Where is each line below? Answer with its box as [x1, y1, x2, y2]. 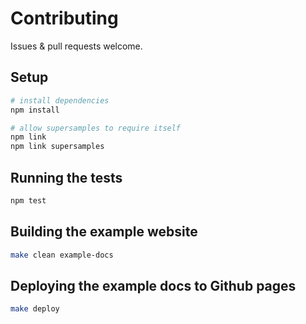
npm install [10, 105, 60, 115]
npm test [10, 195, 47, 206]
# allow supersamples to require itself [10, 123, 182, 133]
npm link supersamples [10, 142, 105, 152]
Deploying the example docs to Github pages [10, 277, 297, 294]
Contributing [10, 7, 119, 30]
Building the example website [10, 223, 198, 241]
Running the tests [10, 169, 123, 186]
